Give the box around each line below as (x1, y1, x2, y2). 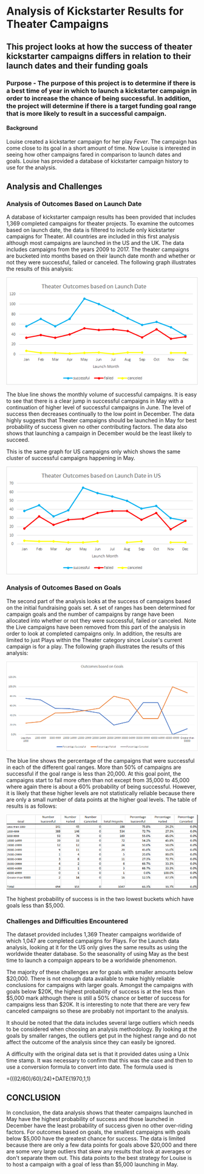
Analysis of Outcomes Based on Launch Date (6, 200, 142, 208)
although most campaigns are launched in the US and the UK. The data (6, 239, 185, 247)
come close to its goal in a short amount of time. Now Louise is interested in (6, 144, 196, 152)
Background (6, 124, 38, 132)
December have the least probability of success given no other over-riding (6, 1122, 193, 1129)
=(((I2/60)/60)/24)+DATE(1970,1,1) (6, 1075, 91, 1083)
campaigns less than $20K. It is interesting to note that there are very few (6, 1001, 190, 1008)
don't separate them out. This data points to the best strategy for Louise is (6, 1154, 192, 1161)
